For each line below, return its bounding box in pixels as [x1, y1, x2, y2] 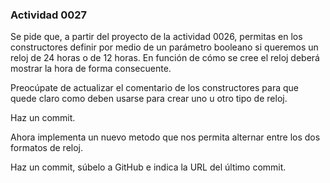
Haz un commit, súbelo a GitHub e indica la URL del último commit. [10, 161, 287, 173]
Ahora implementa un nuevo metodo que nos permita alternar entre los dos [10, 131, 321, 143]
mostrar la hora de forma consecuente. [10, 63, 172, 75]
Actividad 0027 [10, 8, 88, 22]
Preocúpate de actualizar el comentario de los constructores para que [10, 82, 299, 94]
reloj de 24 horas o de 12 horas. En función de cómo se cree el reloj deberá [10, 52, 320, 64]
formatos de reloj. [10, 142, 84, 154]
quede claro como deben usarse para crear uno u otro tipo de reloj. [10, 93, 288, 105]
